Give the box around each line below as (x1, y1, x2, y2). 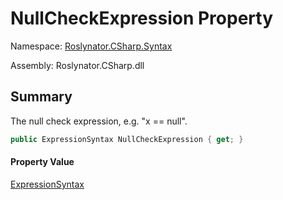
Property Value (10, 156, 75, 168)
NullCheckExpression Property (10, 7, 274, 30)
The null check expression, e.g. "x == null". (10, 115, 188, 127)
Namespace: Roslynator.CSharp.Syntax (10, 40, 173, 52)
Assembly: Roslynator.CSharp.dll (10, 59, 145, 71)
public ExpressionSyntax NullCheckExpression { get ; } (10, 134, 244, 144)
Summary (10, 88, 73, 106)
